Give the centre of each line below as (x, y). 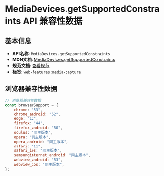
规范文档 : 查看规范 (31, 66)
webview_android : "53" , (38, 160)
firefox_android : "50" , (38, 128)
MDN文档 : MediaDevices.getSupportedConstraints (64, 59)
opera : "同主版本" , (32, 137)
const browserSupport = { (32, 105)
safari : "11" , (28, 146)
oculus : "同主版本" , (33, 132)
